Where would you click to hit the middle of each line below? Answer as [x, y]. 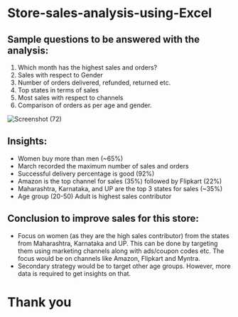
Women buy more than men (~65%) [70, 158]
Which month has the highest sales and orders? [87, 68]
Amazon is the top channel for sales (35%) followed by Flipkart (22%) [120, 181]
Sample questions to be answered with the [104, 39]
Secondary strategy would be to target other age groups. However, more [124, 266]
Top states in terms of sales [58, 90]
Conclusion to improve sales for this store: [103, 219]
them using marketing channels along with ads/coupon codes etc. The [121, 251]
